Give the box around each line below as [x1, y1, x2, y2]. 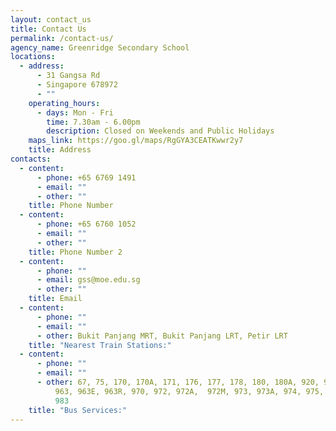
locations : [10, 52, 56, 62]
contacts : [10, 154, 52, 164]
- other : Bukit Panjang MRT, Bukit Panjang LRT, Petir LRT [36, 331, 288, 341]
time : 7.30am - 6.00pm [46, 117, 141, 127]
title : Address [28, 145, 92, 155]
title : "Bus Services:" [28, 405, 128, 415]
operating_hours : [28, 98, 101, 108]
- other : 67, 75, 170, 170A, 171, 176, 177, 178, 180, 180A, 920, [36, 377, 320, 387]
